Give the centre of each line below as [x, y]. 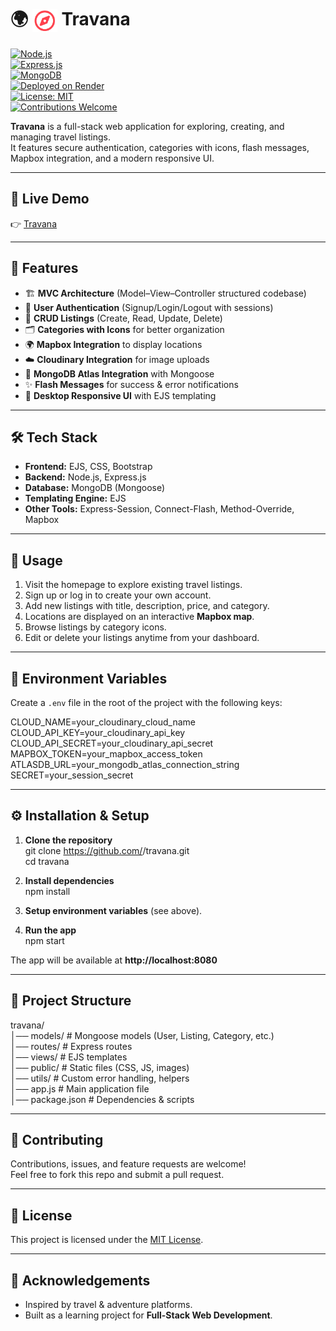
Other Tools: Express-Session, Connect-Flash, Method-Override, [159, 509]
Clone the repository [68, 840]
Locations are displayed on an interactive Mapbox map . [139, 617]
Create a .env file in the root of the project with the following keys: [146, 702]
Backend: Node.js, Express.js [85, 477]
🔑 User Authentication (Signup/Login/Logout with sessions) [149, 307]
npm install [47, 891]
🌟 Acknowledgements [80, 1280]
